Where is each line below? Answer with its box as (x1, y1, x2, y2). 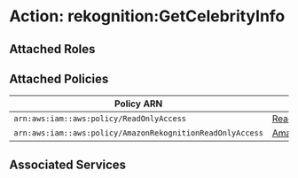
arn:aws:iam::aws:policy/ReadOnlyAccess (13, 113, 186, 124)
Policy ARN (114, 97, 163, 110)
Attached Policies (9, 71, 109, 86)
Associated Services (9, 157, 127, 172)
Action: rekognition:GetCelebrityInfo (9, 6, 286, 27)
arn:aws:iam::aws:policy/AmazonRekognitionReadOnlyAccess (13, 128, 264, 138)
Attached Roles (9, 42, 96, 57)
